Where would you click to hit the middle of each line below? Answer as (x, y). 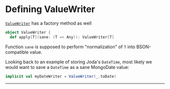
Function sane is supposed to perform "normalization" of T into (70, 47)
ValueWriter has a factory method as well (49, 23)
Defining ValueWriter (50, 9)
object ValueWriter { (28, 32)
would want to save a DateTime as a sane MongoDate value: (67, 67)
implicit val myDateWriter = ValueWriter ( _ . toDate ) (61, 76)
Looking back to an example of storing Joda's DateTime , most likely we (79, 62)
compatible (17, 52)
